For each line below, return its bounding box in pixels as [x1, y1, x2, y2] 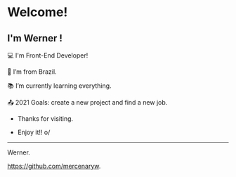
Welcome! [7, 4, 68, 20]
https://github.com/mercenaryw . [7, 162, 101, 170]
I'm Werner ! [7, 32, 63, 44]
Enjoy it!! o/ [17, 128, 51, 136]
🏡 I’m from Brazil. [7, 67, 58, 76]
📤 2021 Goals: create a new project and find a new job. [7, 98, 168, 106]
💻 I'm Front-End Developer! [7, 51, 88, 60]
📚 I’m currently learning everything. [7, 81, 112, 90]
